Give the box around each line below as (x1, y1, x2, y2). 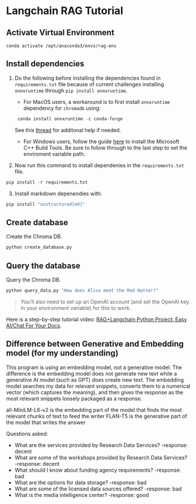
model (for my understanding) (6, 348, 119, 358)
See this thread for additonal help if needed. (14, 126, 121, 133)
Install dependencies (6, 59, 85, 69)
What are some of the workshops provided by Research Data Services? (14, 454, 188, 461)
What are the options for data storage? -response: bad (14, 479, 147, 486)
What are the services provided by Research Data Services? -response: (14, 441, 188, 448)
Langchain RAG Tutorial (6, 4, 123, 18)
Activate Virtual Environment (6, 28, 114, 38)
